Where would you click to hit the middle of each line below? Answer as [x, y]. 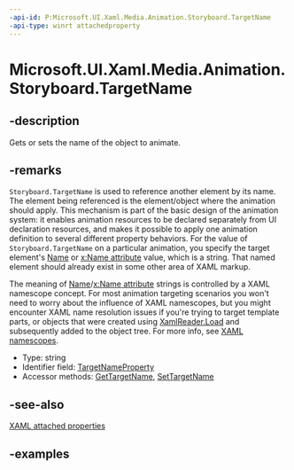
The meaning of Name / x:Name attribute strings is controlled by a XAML [139, 284]
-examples [39, 454]
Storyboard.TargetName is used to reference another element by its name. [143, 192]
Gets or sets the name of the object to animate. [95, 142]
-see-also [37, 404]
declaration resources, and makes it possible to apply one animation [134, 229]
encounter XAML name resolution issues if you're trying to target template [144, 312]
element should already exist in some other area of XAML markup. [130, 267]
